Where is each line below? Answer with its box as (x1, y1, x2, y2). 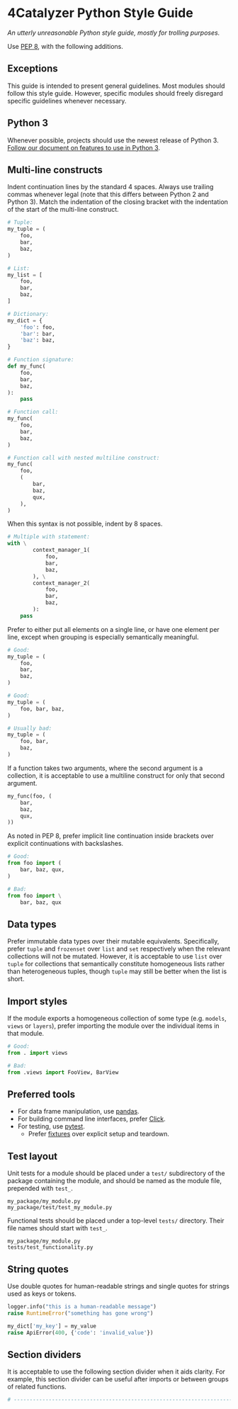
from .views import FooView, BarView (7, 1068, 119, 1076)
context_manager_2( (33, 579, 91, 587)
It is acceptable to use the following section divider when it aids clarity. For (7, 1367, 225, 1376)
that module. (7, 1029, 45, 1037)
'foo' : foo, (20, 324, 55, 331)
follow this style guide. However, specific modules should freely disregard (7, 89, 223, 97)
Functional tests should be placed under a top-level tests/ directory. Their (7, 1216, 225, 1225)
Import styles (7, 995, 68, 1007)
